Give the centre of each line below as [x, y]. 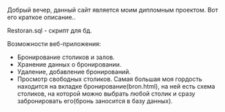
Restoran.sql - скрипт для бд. [50, 31]
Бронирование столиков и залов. [66, 57]
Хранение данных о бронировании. [69, 64]
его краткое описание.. [41, 17]
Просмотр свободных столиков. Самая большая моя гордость [109, 79]
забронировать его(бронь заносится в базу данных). [95, 101]
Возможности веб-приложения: [54, 44]
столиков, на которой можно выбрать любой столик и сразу [106, 93]
